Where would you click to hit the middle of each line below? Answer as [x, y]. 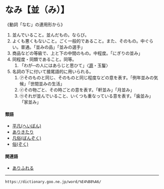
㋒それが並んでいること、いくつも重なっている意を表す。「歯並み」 [86, 96]
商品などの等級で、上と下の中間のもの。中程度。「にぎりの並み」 [77, 53]
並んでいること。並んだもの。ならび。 [51, 35]
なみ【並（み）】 [37, 10]
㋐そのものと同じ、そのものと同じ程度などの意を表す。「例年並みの [87, 77]
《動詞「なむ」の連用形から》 [35, 24]
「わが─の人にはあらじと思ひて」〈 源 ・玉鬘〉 [65, 65]
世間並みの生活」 [47, 84]
